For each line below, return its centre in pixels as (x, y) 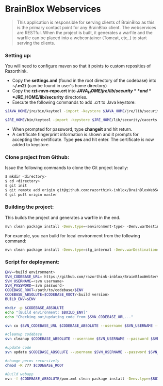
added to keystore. (31, 144)
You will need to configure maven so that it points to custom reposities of (78, 66)
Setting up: (18, 55)
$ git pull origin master (31, 195)
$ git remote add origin (30, 190)
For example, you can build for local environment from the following (73, 235)
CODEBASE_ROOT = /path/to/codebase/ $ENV (44, 290)
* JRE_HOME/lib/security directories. (50, 97)
